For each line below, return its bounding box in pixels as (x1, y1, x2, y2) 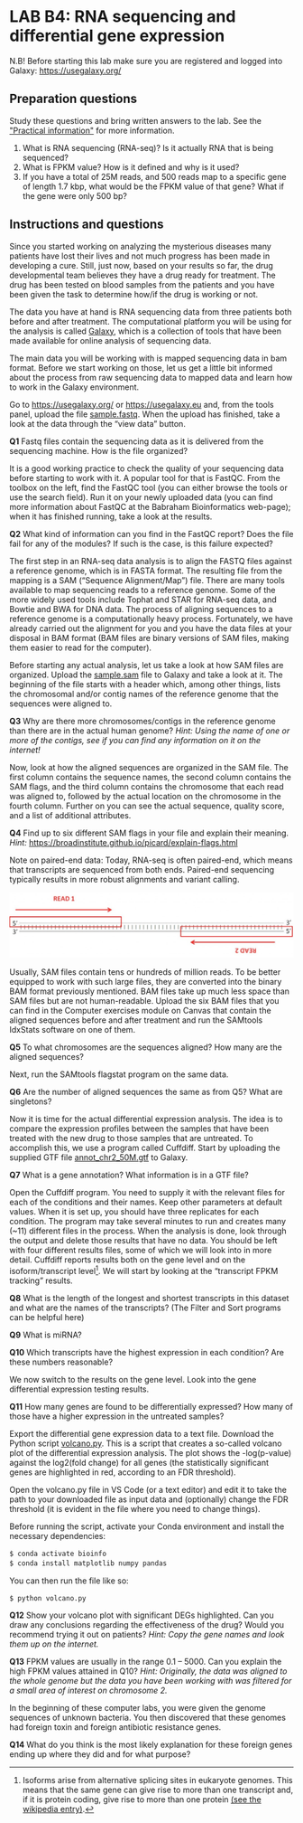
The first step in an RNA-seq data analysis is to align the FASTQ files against (9, 555, 293, 566)
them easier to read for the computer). (9, 642, 151, 653)
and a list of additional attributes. (9, 809, 132, 820)
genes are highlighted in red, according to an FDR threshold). (9, 1467, 236, 1478)
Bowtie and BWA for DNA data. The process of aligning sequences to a (9, 603, 273, 614)
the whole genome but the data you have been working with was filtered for (9, 1676, 292, 1686)
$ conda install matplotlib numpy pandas (9, 1558, 168, 1568)
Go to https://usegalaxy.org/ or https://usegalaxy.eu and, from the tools (9, 399, 274, 410)
